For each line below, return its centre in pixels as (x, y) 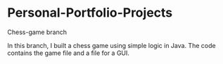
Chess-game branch (37, 32)
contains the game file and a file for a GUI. (69, 53)
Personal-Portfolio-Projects (90, 13)
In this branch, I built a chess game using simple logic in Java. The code (111, 45)
